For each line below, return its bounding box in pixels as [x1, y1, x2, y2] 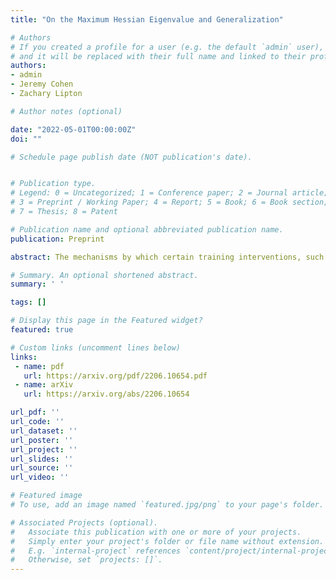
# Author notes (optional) [10, 106, 123, 116]
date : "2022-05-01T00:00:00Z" [10, 124, 137, 135]
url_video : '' [10, 472, 70, 483]
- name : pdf [14, 361, 65, 371]
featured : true [10, 325, 74, 335]
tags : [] [10, 297, 47, 308]
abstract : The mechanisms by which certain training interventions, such [10, 252, 325, 262]
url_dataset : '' [10, 426, 78, 436]
